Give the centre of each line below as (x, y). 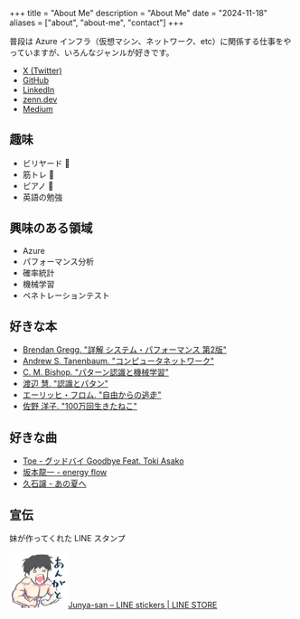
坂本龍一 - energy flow (65, 473)
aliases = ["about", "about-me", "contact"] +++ (97, 23)
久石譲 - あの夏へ (55, 483)
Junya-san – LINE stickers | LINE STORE (142, 605)
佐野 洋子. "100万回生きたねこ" (80, 407)
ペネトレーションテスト (66, 295)
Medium (38, 109)
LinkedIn (38, 90)
